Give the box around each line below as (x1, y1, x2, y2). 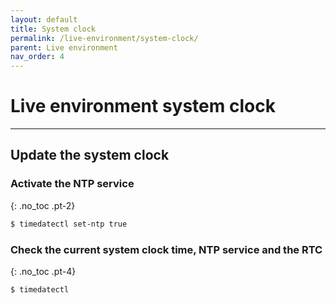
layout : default (10, 14, 78, 25)
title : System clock (10, 24, 97, 34)
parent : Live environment (10, 42, 118, 53)
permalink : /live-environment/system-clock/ (10, 33, 199, 43)
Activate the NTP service (10, 177, 135, 191)
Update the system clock (10, 147, 170, 164)
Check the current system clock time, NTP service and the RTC (10, 242, 323, 256)
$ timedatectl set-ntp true (10, 219, 128, 229)
